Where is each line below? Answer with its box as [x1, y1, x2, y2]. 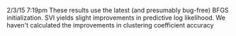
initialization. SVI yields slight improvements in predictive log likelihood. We [6, 13, 226, 22]
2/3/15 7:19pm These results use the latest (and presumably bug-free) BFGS [6, 6, 229, 14]
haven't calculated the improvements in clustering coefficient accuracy [6, 21, 214, 29]
